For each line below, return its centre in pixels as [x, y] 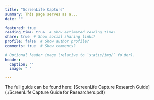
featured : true [21, 28]
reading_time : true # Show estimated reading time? [60, 33]
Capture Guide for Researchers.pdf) [69, 92]
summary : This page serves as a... [42, 14]
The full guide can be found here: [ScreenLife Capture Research [70, 87]
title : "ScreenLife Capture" [35, 10]
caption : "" [22, 64]
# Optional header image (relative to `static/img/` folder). [70, 55]
